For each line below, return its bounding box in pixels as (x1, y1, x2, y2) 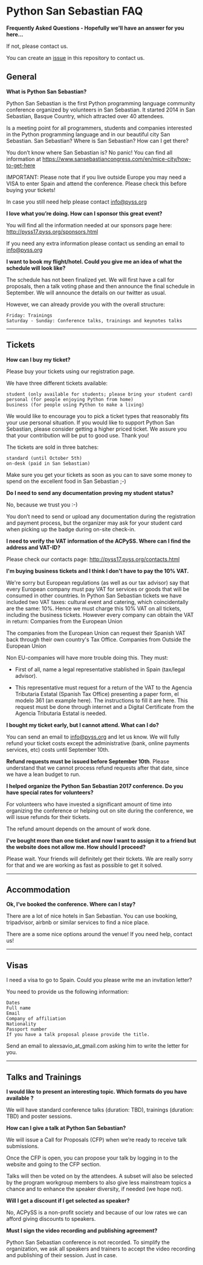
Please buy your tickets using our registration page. (6, 368, 135, 375)
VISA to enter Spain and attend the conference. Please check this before (6, 180, 187, 187)
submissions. (6, 1143, 39, 1149)
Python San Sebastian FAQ (6, 4, 143, 18)
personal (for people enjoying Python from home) (6, 396, 134, 402)
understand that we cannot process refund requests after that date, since (6, 764, 189, 771)
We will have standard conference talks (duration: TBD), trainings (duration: (6, 1106, 195, 1113)
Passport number (6, 1026, 47, 1032)
